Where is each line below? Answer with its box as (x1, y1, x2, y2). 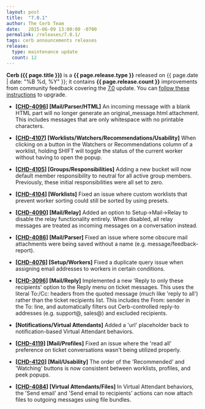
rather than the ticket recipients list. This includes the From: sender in (15, 296, 190, 304)
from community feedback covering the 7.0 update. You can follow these (6, 84, 190, 92)
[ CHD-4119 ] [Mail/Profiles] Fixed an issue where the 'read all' (15, 339, 172, 347)
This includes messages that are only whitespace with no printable (15, 116, 184, 123)
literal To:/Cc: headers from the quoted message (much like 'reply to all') (15, 290, 198, 297)
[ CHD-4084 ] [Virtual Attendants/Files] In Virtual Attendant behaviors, (15, 383, 194, 390)
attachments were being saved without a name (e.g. (15, 240, 147, 247)
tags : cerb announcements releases (6, 37, 97, 43)
